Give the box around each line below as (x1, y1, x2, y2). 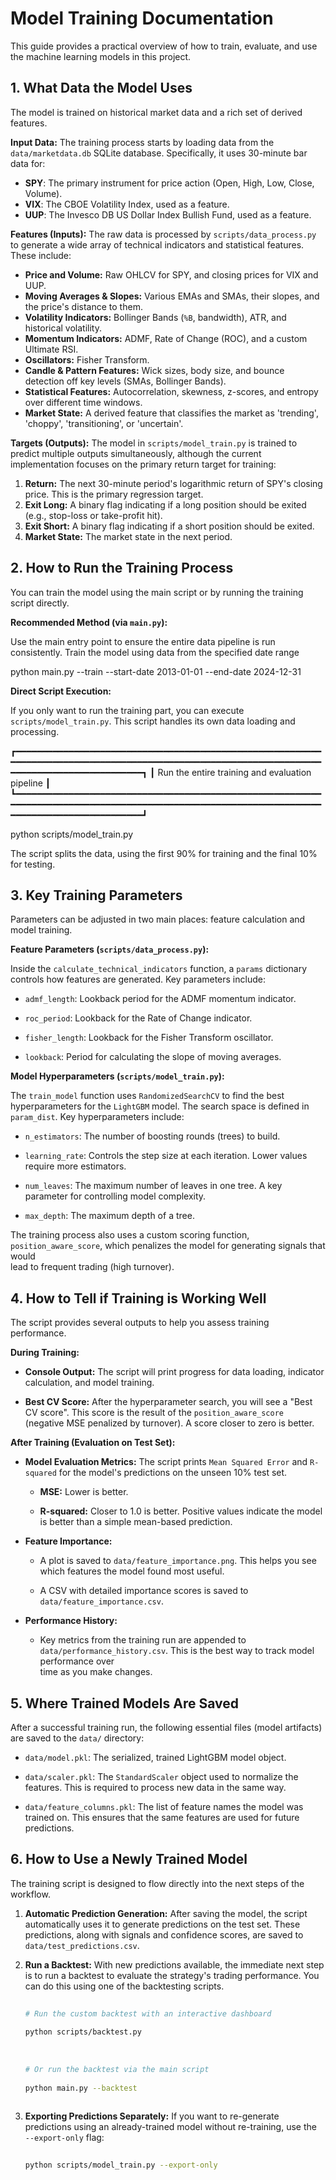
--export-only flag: (24, 2132, 105, 2144)
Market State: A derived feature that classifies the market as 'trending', (24, 407, 319, 419)
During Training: (10, 1347, 80, 1359)
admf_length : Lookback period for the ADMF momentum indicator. (24, 993, 297, 1005)
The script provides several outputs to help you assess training (10, 1317, 270, 1329)
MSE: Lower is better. (39, 1486, 129, 1498)
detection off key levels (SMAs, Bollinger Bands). (24, 375, 227, 387)
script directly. (10, 597, 70, 609)
